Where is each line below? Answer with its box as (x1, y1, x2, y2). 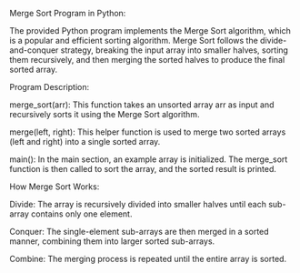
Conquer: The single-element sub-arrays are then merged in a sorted (9, 227, 270, 237)
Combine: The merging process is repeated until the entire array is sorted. (9, 254, 287, 264)
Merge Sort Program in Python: (9, 8, 126, 18)
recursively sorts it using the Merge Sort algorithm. (9, 109, 200, 119)
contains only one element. (31, 208, 133, 219)
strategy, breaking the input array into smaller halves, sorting (60, 45, 289, 56)
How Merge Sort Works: (9, 181, 100, 192)
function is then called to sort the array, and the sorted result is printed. (9, 164, 277, 174)
